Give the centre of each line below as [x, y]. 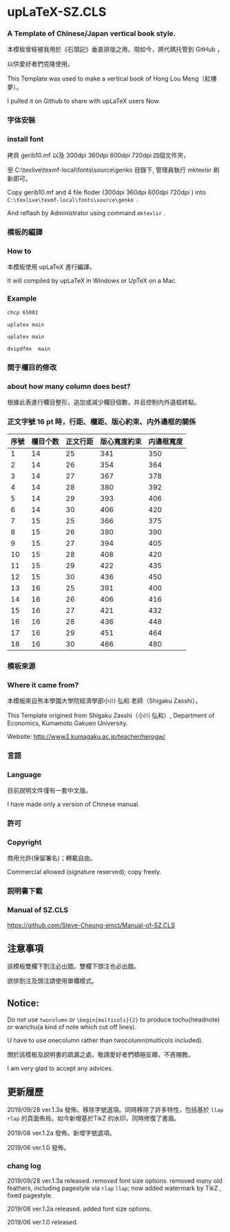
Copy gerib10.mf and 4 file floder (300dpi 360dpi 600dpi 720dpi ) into [107, 192]
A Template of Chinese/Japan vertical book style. [92, 34]
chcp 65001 [23, 313]
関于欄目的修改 [32, 367]
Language [24, 774]
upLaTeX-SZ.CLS [57, 12]
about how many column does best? [69, 387]
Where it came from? [43, 685]
